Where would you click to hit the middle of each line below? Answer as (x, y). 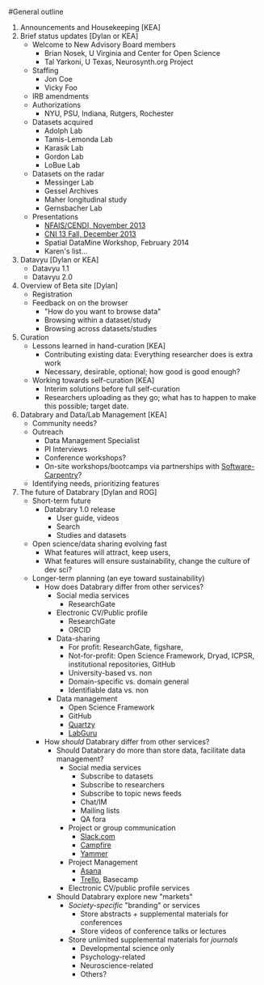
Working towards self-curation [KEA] (93, 380)
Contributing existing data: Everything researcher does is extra (149, 354)
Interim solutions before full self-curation (112, 389)
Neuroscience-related (117, 966)
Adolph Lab (63, 130)
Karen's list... (66, 251)
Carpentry (61, 475)
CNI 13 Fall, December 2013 (90, 234)
